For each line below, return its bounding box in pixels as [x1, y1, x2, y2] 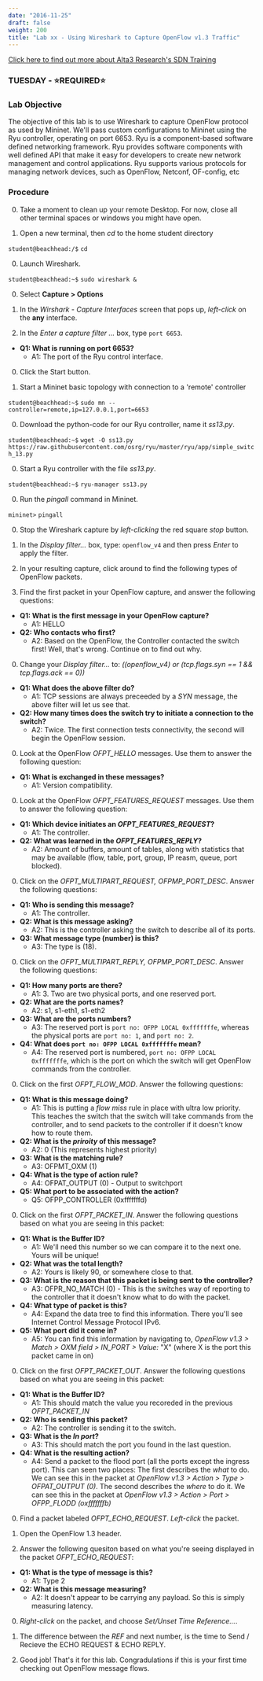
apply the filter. [19, 548, 69, 558]
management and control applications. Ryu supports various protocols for [8, 159, 247, 168]
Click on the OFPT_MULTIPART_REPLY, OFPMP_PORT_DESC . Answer [19, 957, 244, 966]
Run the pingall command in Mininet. [19, 494, 139, 503]
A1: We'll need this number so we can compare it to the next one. [31, 1242, 242, 1252]
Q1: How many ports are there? [19, 980, 123, 990]
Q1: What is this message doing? [19, 1094, 129, 1104]
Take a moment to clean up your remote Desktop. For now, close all [19, 205, 238, 214]
